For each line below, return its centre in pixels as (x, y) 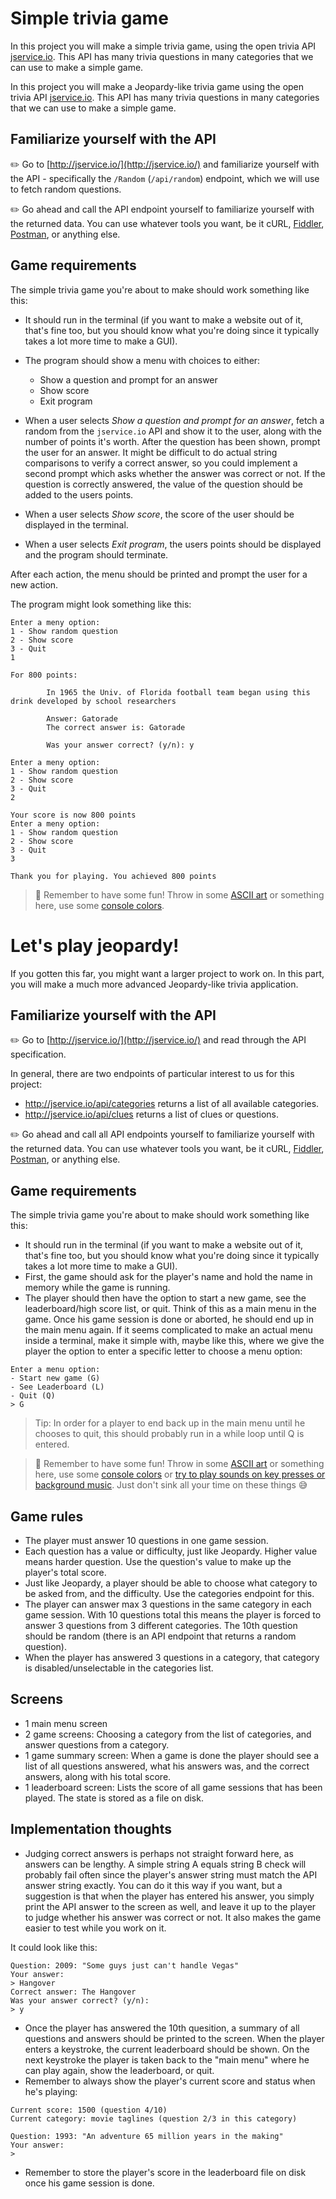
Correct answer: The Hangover (73, 1992)
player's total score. (65, 1572)
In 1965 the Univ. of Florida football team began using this (178, 692)
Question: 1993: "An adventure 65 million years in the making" (147, 2136)
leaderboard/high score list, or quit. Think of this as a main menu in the (170, 1309)
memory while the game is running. (97, 1288)
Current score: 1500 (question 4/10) (89, 2110)
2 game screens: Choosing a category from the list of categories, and (168, 1734)
